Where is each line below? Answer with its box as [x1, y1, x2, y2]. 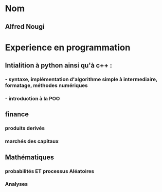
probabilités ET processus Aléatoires [5, 168, 94, 174]
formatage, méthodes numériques [5, 82, 88, 89]
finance [5, 110, 29, 119]
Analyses [5, 181, 28, 188]
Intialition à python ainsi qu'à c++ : [5, 62, 112, 70]
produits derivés [5, 125, 45, 132]
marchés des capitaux [5, 138, 59, 145]
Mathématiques [5, 153, 54, 161]
